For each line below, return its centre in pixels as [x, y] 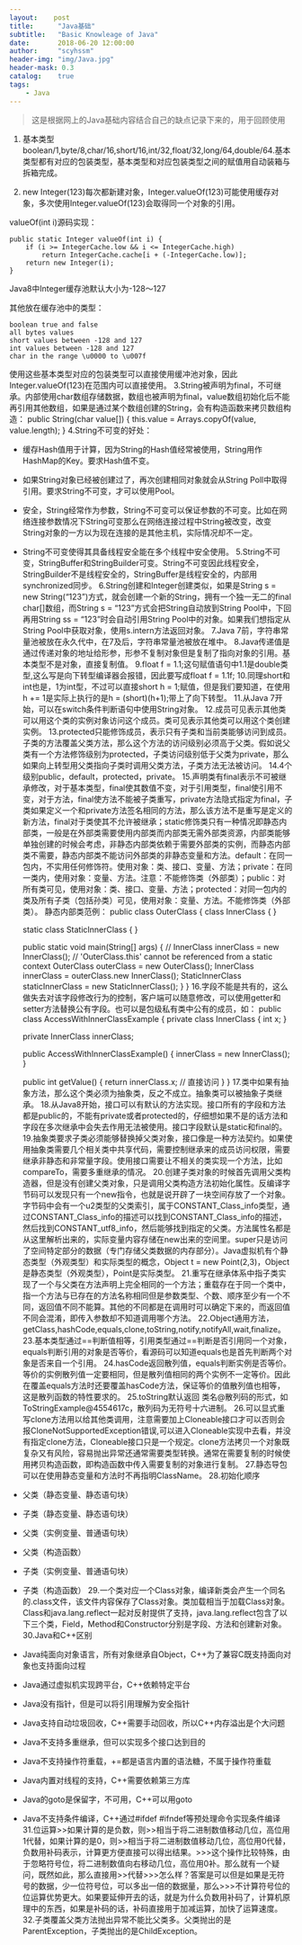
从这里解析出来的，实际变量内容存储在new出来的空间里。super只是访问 [155, 1239]
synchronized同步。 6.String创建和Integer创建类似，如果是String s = [149, 585]
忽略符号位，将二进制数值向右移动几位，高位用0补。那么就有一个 [151, 1863]
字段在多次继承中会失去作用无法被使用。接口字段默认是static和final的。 [155, 1126]
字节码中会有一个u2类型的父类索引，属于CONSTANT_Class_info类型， [152, 1206]
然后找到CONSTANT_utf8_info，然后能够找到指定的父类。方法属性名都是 [156, 1228]
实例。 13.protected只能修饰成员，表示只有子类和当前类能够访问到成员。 [157, 731]
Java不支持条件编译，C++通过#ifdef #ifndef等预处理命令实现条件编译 [151, 1818]
